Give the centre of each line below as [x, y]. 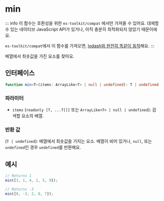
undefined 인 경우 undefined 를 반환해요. [43, 147]
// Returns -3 [20, 189]
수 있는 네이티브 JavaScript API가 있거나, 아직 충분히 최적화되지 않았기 [73, 29]
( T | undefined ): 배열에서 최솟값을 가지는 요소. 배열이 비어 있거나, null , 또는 [79, 141]
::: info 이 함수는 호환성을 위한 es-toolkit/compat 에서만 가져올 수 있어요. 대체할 [82, 23]
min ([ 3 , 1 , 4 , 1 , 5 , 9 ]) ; [32, 180]
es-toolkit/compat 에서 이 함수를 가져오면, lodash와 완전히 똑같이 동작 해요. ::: [80, 45]
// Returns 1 [18, 176]
